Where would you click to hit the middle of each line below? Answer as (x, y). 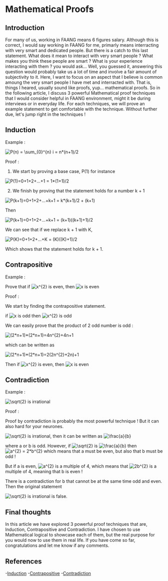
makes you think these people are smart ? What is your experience (74, 61)
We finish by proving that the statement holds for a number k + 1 (78, 190)
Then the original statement (34, 487)
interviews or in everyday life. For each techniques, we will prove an (75, 104)
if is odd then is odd (38, 316)
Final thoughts (28, 512)
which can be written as (30, 345)
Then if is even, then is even (47, 364)
